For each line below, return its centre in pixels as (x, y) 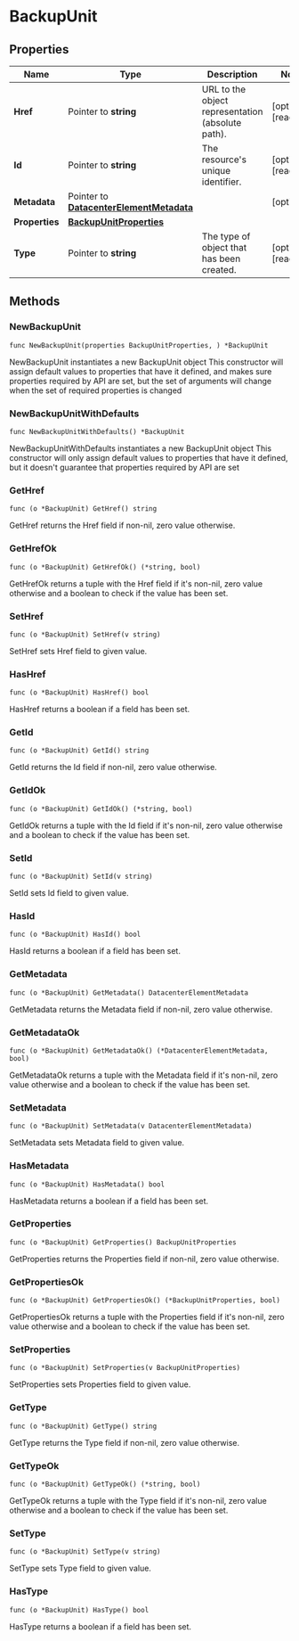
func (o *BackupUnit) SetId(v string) (81, 877)
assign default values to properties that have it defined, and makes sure (141, 371)
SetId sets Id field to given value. (69, 893)
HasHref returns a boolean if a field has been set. (100, 710)
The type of (226, 236)
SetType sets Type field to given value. (80, 1568)
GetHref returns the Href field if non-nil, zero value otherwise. (122, 525)
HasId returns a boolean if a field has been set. (95, 951)
